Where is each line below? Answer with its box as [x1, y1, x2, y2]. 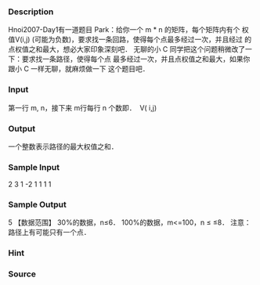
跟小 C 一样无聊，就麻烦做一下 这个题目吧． [8, 64, 150, 74]
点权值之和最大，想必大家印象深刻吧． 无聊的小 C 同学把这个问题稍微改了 [8, 45, 246, 54]
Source [8, 269, 37, 280]
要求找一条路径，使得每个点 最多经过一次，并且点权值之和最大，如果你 [21, 54, 251, 64]
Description [8, 6, 54, 17]
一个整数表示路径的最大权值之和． [8, 142, 118, 151]
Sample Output [8, 199, 67, 210]
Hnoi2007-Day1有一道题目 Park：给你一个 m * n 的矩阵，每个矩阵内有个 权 [8, 25, 249, 34]
